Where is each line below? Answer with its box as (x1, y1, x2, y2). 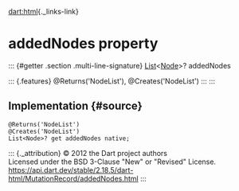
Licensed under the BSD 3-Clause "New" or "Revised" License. (8, 157, 217, 166)
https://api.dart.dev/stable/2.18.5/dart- (8, 165, 134, 174)
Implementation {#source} (8, 99, 143, 113)
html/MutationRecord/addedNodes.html (8, 173, 139, 183)
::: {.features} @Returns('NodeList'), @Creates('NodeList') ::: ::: (8, 76, 215, 86)
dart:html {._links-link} (8, 7, 80, 16)
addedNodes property (8, 35, 159, 53)
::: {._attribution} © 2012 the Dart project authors (8, 148, 167, 158)
